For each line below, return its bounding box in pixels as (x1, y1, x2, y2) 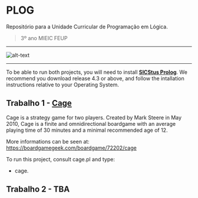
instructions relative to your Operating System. (6, 81, 119, 88)
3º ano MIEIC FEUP (20, 34, 68, 41)
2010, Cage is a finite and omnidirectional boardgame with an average (6, 120, 176, 127)
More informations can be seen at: (6, 138, 90, 145)
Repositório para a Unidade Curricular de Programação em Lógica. (6, 23, 168, 30)
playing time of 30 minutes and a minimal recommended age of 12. (6, 126, 168, 134)
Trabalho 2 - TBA (6, 184, 70, 194)
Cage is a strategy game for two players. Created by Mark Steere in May (6, 113, 181, 121)
